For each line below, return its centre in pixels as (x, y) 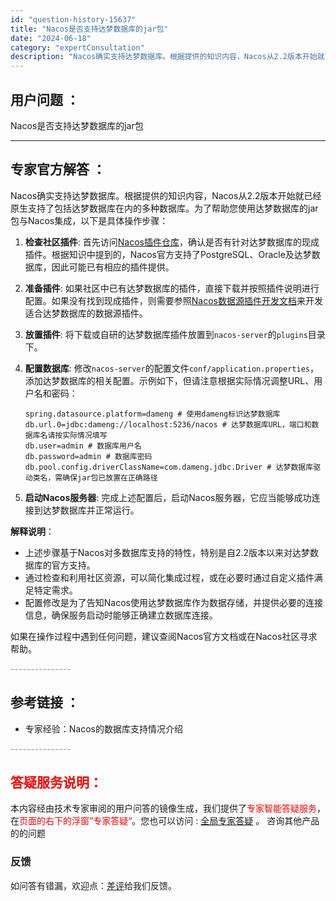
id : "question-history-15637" (73, 19)
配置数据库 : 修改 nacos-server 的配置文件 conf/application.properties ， (171, 368)
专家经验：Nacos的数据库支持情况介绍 (103, 728)
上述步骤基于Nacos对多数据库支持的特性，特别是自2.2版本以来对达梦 (167, 552)
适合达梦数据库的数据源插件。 (86, 313)
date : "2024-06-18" (51, 38)
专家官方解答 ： (58, 169)
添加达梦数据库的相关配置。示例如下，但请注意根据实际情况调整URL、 (169, 380)
